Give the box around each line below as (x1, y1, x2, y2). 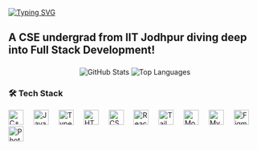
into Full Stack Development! (8, 43, 155, 57)
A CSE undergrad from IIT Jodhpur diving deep (8, 30, 247, 44)
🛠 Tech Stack (8, 88, 63, 99)
